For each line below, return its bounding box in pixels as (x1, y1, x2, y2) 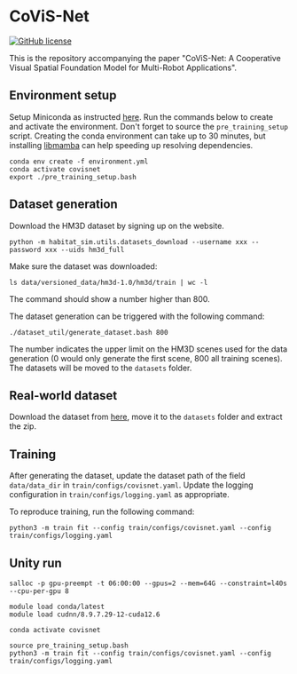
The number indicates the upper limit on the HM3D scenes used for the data (9, 344, 288, 354)
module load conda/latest (9, 602, 105, 611)
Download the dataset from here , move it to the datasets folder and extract (9, 411, 283, 423)
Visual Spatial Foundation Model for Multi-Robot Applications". (9, 62, 238, 73)
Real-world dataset (9, 388, 118, 403)
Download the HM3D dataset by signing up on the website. (9, 220, 224, 231)
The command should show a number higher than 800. (9, 293, 210, 304)
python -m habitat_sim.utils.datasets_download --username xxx (9, 237, 248, 246)
